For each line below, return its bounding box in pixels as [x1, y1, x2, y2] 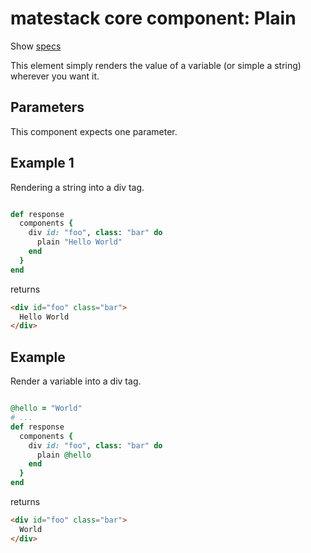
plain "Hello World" [36, 237, 123, 247]
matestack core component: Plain [10, 7, 297, 30]
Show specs [10, 40, 62, 52]
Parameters [10, 99, 85, 116]
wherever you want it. [10, 70, 100, 82]
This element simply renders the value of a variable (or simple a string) [10, 59, 302, 71]
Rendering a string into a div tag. [10, 181, 145, 193]
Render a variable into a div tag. [10, 375, 142, 387]
